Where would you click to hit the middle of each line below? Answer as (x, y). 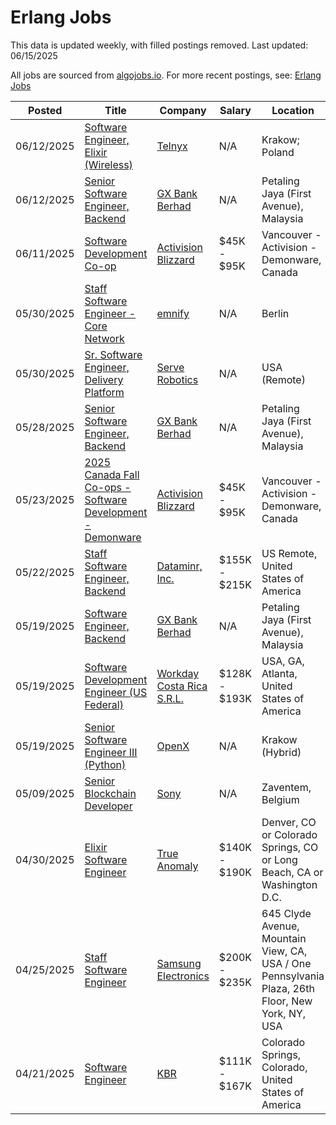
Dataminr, (179, 566)
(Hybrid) (281, 752)
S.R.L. (170, 698)
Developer (108, 806)
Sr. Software (113, 354)
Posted (45, 110)
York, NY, (284, 1013)
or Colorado (289, 834)
